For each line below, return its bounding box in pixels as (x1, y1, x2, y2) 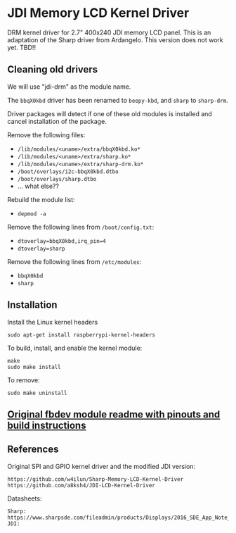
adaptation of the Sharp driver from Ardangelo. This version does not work (7, 35, 223, 44)
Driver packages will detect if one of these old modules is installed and (7, 109, 212, 118)
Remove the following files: (7, 130, 86, 139)
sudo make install (7, 363, 61, 370)
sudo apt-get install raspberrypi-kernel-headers (7, 331, 156, 339)
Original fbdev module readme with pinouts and (7, 408, 221, 420)
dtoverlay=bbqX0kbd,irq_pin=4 (17, 237, 107, 244)
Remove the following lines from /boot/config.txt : (7, 222, 155, 231)
